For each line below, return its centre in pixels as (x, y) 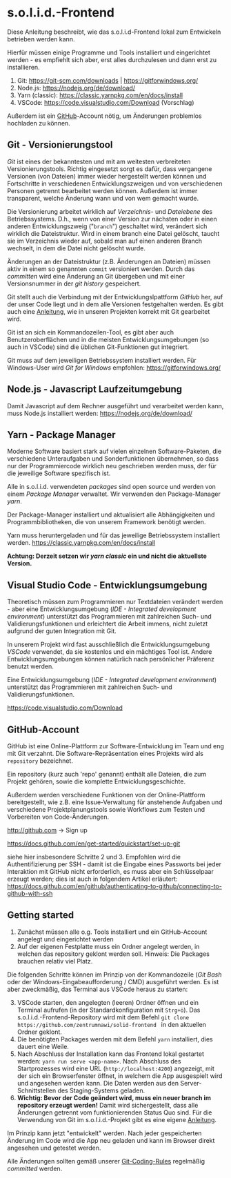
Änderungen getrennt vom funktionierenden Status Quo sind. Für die (114, 1112)
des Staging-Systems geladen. (101, 1090)
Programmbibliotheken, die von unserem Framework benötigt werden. (107, 522)
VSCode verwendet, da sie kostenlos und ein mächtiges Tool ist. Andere (110, 652)
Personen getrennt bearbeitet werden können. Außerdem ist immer (102, 190)
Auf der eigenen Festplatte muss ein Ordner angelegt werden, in (108, 946)
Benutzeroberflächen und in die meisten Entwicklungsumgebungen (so (108, 339)
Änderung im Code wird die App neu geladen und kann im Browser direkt (111, 1140)
